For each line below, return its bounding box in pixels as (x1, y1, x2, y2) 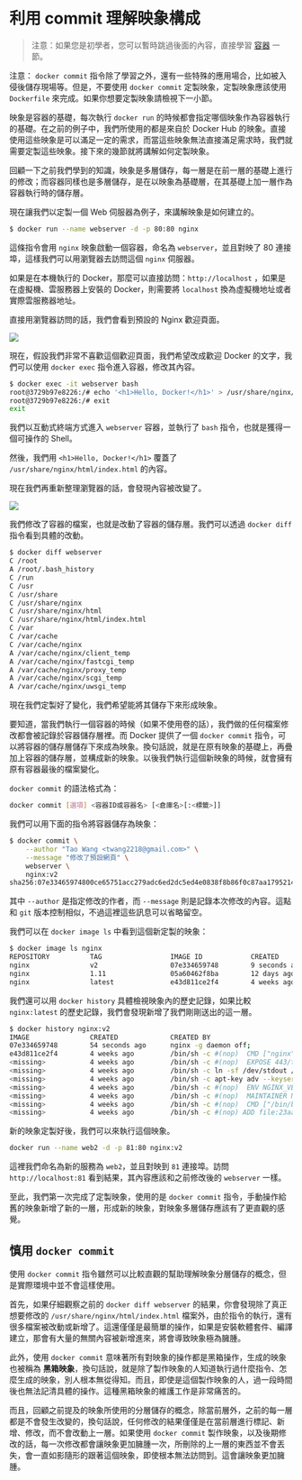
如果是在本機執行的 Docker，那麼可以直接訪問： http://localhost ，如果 (9, 272, 279, 283)
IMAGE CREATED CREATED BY (9, 1033, 211, 1042)
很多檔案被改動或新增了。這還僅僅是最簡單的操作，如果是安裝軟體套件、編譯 (9, 1321, 293, 1332)
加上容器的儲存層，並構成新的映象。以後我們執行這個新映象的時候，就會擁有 (9, 753, 293, 763)
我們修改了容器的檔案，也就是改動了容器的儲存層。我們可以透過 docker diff (9, 519, 292, 530)
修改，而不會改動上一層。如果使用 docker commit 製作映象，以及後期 (24, 1428, 279, 1438)
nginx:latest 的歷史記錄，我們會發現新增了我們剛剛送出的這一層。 (9, 1006, 257, 1017)
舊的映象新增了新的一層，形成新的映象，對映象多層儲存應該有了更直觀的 (9, 1202, 277, 1213)
